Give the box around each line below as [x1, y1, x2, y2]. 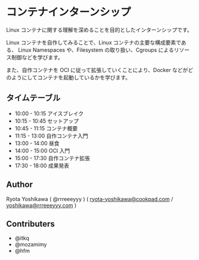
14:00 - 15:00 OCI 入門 [14, 147, 70, 154]
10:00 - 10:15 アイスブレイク [14, 109, 84, 117]
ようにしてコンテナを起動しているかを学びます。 [11, 74, 131, 81]
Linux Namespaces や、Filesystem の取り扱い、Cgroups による [17, 46, 174, 54]
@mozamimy [14, 241, 47, 248]
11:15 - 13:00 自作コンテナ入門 [14, 132, 88, 139]
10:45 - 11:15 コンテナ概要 [14, 124, 78, 131]
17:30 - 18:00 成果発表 [14, 162, 70, 169]
